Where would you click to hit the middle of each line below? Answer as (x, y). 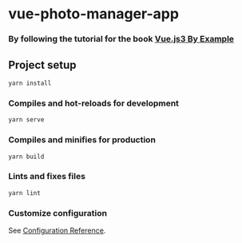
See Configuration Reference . (57, 231)
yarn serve (26, 120)
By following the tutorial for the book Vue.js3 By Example (121, 39)
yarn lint (25, 193)
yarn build (26, 157)
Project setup (43, 65)
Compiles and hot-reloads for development (94, 103)
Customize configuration (58, 213)
